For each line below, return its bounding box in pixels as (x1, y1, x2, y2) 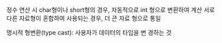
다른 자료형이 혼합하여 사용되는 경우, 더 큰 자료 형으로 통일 (6, 14, 161, 22)
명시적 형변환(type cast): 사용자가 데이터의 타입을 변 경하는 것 (6, 29, 172, 36)
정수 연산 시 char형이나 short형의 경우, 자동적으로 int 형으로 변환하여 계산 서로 (6, 6, 215, 13)
